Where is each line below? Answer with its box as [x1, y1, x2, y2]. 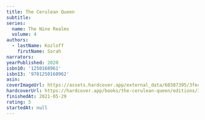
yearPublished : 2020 [6, 59, 59, 65]
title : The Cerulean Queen [6, 8, 75, 15]
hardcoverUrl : [6, 88, 43, 94]
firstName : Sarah [17, 48, 62, 55]
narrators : [6, 54, 34, 60]
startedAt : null [6, 104, 48, 111]
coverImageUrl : [6, 82, 45, 88]
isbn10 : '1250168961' [6, 65, 62, 72]
